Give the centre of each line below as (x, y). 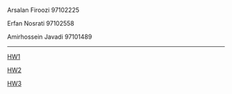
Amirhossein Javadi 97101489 (50, 37)
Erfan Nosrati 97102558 (41, 23)
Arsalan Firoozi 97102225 (43, 10)
